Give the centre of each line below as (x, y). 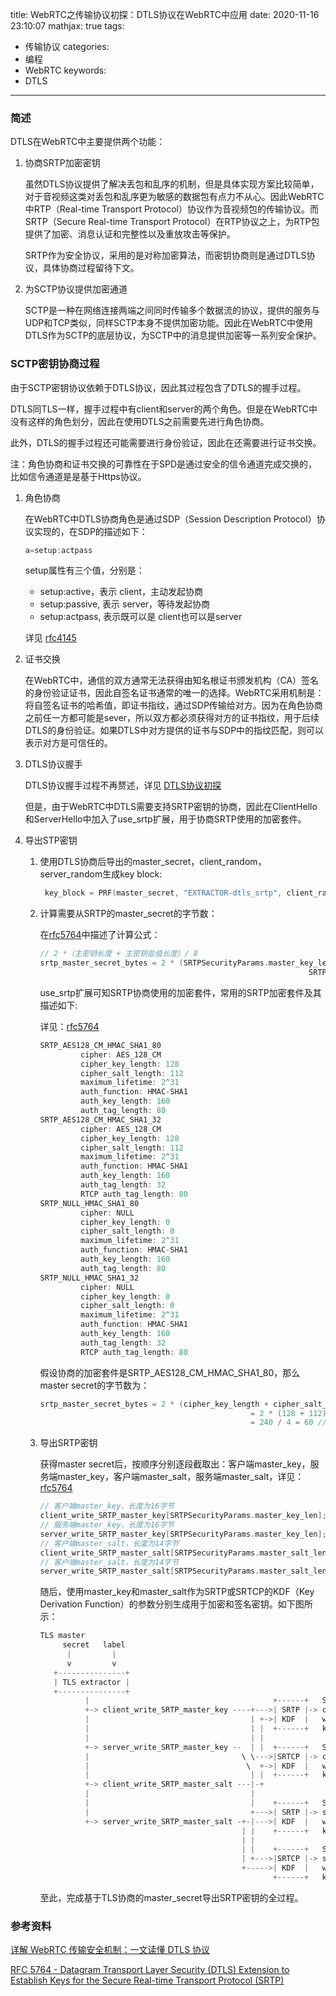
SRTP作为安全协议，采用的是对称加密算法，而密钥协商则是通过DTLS (165, 255)
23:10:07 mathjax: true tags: (67, 26)
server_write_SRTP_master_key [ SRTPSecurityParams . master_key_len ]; (183, 1534)
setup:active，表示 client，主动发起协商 (121, 592)
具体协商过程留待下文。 (91, 268)
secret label (94, 1645)
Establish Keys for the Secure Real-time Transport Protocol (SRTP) (147, 1980)
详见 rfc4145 (50, 638)
